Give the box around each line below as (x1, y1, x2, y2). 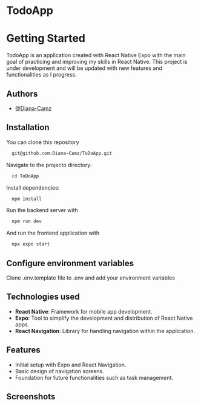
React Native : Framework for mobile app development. (15, 308, 153, 315)
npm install (12, 196, 42, 202)
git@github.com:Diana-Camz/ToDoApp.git (12, 150, 113, 156)
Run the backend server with (6, 207, 79, 214)
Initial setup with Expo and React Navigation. (15, 361, 127, 368)
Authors (6, 89, 38, 99)
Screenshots (6, 391, 56, 402)
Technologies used (6, 292, 80, 302)
